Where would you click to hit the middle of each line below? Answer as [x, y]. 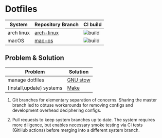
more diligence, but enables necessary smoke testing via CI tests [77, 125]
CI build [93, 24]
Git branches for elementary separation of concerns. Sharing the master [84, 100]
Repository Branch [57, 24]
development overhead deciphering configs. [56, 110]
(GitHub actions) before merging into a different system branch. [76, 130]
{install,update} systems [35, 88]
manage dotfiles [26, 80]
